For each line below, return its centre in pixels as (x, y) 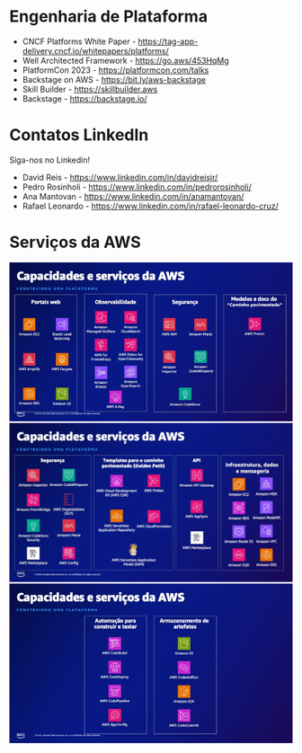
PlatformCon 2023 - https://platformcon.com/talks (115, 70)
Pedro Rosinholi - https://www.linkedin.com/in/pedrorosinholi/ (137, 187)
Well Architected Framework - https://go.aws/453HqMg (125, 60)
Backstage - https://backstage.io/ (84, 98)
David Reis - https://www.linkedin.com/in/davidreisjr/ (120, 177)
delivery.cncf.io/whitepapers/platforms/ (95, 50)
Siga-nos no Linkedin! (50, 160)
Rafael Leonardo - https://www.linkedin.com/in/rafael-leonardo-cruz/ (150, 206)
